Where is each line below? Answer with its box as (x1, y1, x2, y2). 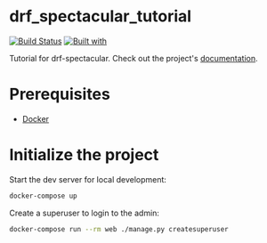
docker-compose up (9, 191, 77, 200)
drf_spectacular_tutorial (9, 6, 192, 27)
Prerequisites (9, 85, 111, 104)
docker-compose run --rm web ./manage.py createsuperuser (9, 224, 229, 233)
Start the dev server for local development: (9, 174, 167, 184)
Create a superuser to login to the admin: (9, 207, 160, 218)
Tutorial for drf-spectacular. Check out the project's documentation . (9, 53, 258, 63)
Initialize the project (9, 145, 159, 166)
